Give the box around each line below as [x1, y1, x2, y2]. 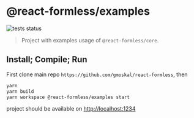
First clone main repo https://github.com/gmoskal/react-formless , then [6, 71, 188, 78]
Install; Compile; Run [6, 54, 88, 65]
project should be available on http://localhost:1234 [6, 105, 136, 112]
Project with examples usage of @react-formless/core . [21, 36, 159, 44]
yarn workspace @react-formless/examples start [6, 94, 130, 100]
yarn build [6, 88, 34, 95]
